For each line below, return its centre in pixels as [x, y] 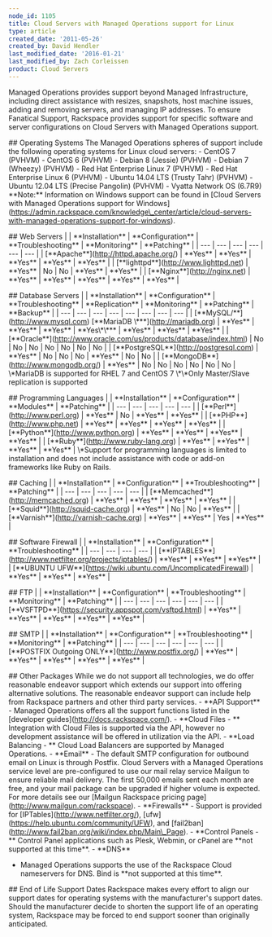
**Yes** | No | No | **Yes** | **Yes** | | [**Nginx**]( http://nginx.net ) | [130, 271]
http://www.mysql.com [49, 321]
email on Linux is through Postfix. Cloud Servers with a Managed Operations [136, 762]
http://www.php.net [44, 424]
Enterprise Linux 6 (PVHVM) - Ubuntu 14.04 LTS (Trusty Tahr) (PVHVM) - [131, 177]
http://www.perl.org [44, 415]
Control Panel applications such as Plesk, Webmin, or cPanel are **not [135, 840]
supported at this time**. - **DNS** [70, 849]
